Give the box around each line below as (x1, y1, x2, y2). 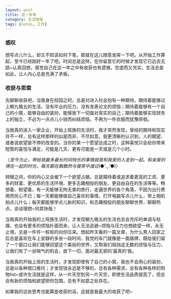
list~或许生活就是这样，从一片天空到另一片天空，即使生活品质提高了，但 (9, 271, 161, 277)
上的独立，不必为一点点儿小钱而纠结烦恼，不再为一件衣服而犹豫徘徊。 (5, 116, 152, 122)
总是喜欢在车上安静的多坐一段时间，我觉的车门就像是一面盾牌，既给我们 (9, 235, 161, 241)
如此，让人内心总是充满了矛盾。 (5, 70, 72, 77)
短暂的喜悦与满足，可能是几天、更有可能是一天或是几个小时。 (5, 145, 134, 152)
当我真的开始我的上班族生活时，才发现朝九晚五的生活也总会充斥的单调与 (5, 216, 156, 222)
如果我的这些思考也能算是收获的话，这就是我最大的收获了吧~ (5, 288, 133, 294)
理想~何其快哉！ (22, 205, 57, 211)
